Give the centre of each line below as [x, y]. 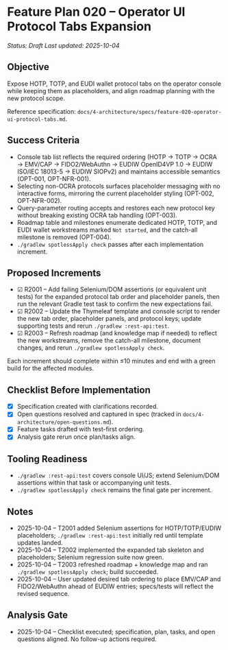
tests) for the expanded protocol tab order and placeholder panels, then [118, 297]
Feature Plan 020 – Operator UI [96, 12]
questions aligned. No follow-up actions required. [87, 639]
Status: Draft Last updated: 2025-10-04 [63, 45]
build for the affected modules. [51, 368]
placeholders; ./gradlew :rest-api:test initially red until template [110, 535]
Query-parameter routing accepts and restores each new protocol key [116, 208]
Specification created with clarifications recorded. [88, 407]
